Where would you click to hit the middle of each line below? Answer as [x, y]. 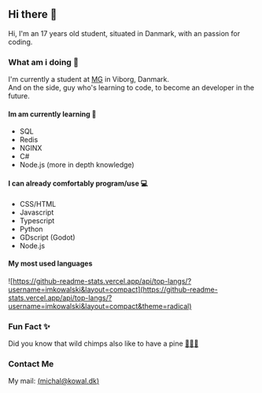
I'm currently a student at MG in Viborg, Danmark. [89, 79]
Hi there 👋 [33, 15]
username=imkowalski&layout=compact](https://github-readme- [113, 289]
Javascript [37, 212]
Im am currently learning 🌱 [52, 114]
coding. [20, 42]
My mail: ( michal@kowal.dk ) [54, 381]
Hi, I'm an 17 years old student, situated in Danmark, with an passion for [124, 33]
